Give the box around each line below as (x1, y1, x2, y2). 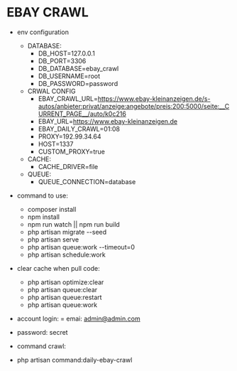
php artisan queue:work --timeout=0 (27, 242, 136, 251)
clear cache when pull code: (16, 264, 100, 272)
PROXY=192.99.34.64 (38, 132, 101, 141)
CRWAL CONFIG (27, 87, 76, 95)
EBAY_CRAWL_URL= (38, 94, 99, 103)
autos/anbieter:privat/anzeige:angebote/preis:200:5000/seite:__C (38, 102, 230, 110)
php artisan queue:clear (27, 285, 98, 294)
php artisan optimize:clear (27, 278, 104, 286)
